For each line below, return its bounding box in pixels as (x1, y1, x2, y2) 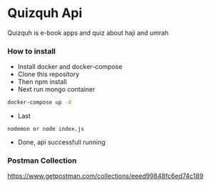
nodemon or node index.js (7, 126, 84, 133)
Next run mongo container (17, 85, 96, 94)
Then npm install (17, 78, 67, 86)
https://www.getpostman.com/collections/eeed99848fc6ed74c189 (7, 172, 204, 181)
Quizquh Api (7, 5, 83, 21)
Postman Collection (7, 156, 77, 166)
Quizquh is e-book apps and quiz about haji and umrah (7, 28, 169, 37)
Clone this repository (17, 70, 80, 79)
